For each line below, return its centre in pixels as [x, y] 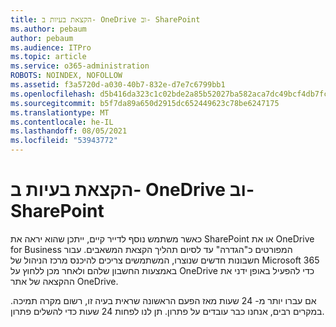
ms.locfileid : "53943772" [64, 141]
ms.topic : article [48, 57]
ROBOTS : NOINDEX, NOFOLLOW [66, 76]
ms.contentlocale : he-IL [62, 122]
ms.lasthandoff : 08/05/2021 [69, 131]
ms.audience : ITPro [51, 47]
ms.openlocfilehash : [53, 94]
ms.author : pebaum [48, 29]
